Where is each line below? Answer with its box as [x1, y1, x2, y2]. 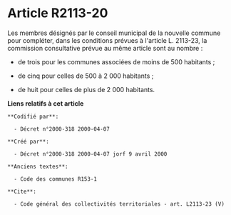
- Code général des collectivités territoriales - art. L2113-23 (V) [14, 200, 225, 208]
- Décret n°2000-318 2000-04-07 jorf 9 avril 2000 [14, 150, 168, 158]
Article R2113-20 [7, 5, 108, 21]
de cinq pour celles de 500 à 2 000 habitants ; [17, 71, 154, 80]
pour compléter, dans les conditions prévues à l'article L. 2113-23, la [7, 36, 207, 44]
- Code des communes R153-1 [14, 175, 98, 183]
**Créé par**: [7, 138, 50, 145]
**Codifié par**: [7, 113, 59, 120]
